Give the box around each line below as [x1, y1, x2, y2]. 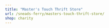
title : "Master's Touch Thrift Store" [5, 7, 83, 12]
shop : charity [5, 16, 34, 20]
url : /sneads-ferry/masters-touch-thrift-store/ [5, 11, 105, 16]
